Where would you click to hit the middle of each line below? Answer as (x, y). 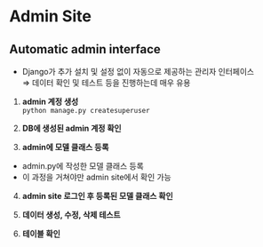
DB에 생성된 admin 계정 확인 (72, 128)
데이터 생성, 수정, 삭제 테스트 (72, 215)
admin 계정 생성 (50, 101)
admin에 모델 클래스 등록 (65, 147)
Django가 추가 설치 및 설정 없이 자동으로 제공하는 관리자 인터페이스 (138, 72)
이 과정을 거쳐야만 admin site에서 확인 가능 (96, 177)
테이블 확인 (41, 234)
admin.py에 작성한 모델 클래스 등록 (83, 166)
